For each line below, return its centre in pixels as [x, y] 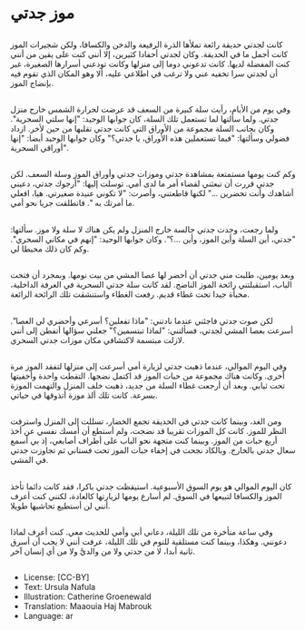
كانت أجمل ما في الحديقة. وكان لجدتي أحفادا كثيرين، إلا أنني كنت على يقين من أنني [149, 54]
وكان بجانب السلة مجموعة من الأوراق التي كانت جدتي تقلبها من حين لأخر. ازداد [143, 128]
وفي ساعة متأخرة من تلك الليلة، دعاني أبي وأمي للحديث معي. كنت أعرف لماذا [142, 532]
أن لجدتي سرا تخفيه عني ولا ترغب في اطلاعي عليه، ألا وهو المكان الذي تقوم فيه [144, 73]
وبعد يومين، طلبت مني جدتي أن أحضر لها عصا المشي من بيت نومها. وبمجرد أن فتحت [152, 275]
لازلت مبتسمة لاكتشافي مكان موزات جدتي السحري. [98, 340]
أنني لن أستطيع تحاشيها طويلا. [60, 506]
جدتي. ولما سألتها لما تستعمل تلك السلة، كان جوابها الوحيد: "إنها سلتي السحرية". [145, 118]
